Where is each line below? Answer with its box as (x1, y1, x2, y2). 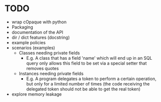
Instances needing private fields (19, 70, 84, 76)
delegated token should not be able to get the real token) (26, 86, 141, 92)
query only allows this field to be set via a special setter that (26, 60, 147, 66)
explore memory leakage (11, 91, 62, 97)
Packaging (11, 24, 33, 30)
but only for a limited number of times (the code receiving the (26, 81, 150, 86)
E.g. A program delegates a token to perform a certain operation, (26, 76, 157, 82)
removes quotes (26, 65, 59, 71)
